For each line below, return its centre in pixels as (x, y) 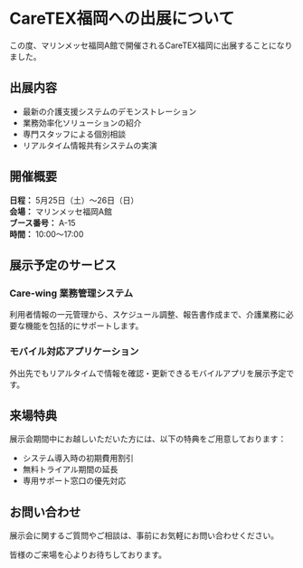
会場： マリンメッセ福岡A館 (61, 211)
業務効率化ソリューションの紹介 (82, 122)
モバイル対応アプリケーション (74, 352)
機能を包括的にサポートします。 (84, 326)
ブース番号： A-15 (43, 222)
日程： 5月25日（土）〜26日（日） (74, 200)
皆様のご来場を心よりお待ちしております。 (88, 555)
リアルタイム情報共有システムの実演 (90, 145)
